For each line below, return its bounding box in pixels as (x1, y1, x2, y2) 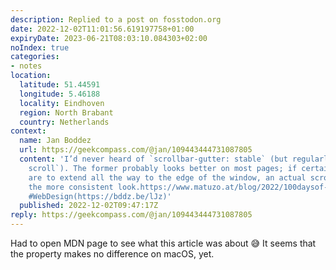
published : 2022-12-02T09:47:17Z (19, 201, 159, 211)
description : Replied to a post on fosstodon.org (10, 14, 222, 25)
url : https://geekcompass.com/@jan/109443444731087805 (19, 145, 253, 155)
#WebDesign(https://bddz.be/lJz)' (28, 191, 172, 201)
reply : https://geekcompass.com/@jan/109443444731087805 (10, 210, 253, 220)
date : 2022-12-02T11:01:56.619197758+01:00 (10, 24, 195, 34)
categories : (10, 52, 60, 62)
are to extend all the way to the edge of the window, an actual (28, 172, 307, 183)
